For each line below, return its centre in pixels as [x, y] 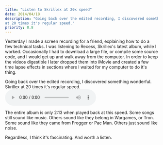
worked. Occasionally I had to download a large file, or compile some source [81, 52]
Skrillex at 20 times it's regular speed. [43, 87]
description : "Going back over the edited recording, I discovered [75, 18]
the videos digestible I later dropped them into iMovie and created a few [77, 62]
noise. [11, 128]
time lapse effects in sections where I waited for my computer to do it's [76, 67]
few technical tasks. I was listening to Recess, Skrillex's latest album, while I [81, 47]
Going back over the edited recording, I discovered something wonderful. [78, 82]
